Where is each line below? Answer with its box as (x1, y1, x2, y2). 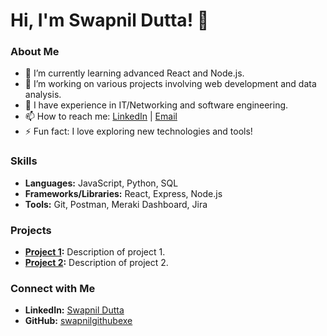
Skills (10, 154, 38, 168)
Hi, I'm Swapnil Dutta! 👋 (10, 9, 210, 32)
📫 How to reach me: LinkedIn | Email (24, 110, 178, 123)
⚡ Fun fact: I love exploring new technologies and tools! (24, 125, 253, 138)
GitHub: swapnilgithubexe (24, 315, 133, 327)
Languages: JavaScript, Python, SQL (24, 177, 179, 189)
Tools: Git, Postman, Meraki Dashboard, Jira (24, 198, 208, 210)
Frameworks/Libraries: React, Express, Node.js (24, 187, 223, 199)
